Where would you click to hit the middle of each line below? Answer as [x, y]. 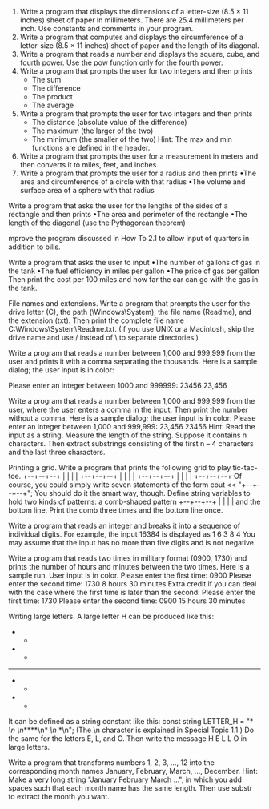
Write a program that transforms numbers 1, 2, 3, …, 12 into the [111, 763]
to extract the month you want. [59, 797]
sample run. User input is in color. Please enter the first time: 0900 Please [130, 575]
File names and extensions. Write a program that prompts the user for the [129, 303]
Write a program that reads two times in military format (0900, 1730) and [128, 558]
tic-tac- [245, 467]
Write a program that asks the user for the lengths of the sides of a [118, 206]
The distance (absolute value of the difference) [109, 122]
